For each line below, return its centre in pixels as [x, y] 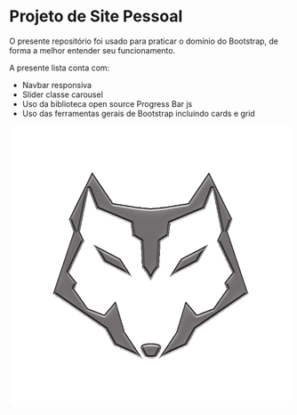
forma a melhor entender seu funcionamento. [92, 50]
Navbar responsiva [56, 85]
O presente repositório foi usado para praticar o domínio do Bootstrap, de [144, 41]
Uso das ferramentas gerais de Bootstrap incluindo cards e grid [138, 113]
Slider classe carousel [63, 94]
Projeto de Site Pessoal [96, 16]
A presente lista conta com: [60, 68]
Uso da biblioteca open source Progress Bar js [107, 103]
